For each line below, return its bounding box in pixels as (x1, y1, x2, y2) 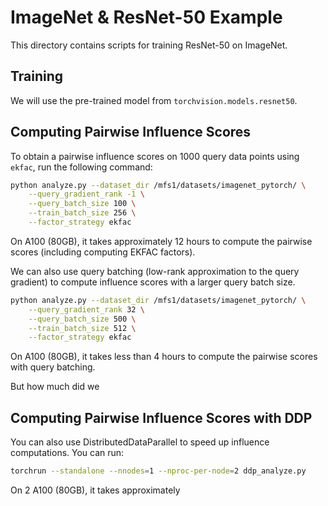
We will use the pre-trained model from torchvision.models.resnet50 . (10, 94, 298, 106)
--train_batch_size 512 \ (28, 323, 137, 333)
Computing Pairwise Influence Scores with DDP (10, 409, 313, 426)
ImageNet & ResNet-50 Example (10, 6, 283, 29)
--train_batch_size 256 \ (28, 208, 137, 218)
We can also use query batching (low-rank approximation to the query (10, 265, 300, 277)
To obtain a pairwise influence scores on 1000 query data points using (10, 150, 300, 162)
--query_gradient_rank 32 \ (28, 304, 145, 315)
